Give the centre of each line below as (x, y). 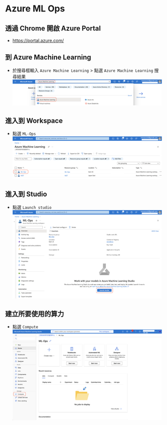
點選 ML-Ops (24, 134)
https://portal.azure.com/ (38, 41)
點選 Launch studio (32, 207)
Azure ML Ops (35, 9)
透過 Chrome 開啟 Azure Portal (53, 28)
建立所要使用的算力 (35, 314)
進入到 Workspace (34, 121)
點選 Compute (25, 327)
